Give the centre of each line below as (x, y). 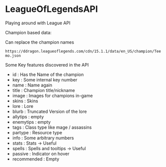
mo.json (13, 56)
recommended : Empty (36, 159)
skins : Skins (25, 101)
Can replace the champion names (40, 42)
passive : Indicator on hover (41, 154)
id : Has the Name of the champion (48, 74)
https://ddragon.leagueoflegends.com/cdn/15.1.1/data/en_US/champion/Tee (83, 51)
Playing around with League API (38, 23)
